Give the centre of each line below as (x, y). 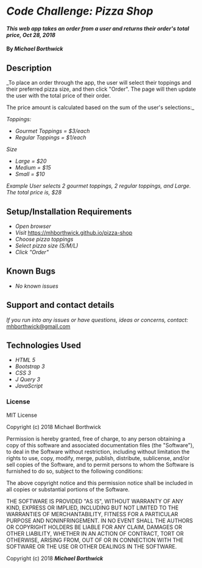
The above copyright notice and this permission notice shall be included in (99, 483)
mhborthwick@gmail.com (39, 326)
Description (29, 68)
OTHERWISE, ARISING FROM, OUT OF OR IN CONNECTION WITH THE (95, 540)
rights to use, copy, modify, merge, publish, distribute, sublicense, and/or (98, 458)
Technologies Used (44, 346)
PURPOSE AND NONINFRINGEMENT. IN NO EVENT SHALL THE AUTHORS (100, 520)
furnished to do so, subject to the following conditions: (75, 471)
